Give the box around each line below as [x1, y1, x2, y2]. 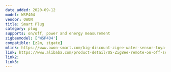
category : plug [5, 26, 38, 31]
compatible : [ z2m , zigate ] [5, 41, 63, 46]
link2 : [5, 54, 19, 60]
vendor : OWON [5, 17, 33, 22]
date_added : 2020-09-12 [5, 7, 56, 13]
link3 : [5, 59, 19, 64]
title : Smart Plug [5, 21, 44, 27]
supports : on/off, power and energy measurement [5, 31, 110, 36]
